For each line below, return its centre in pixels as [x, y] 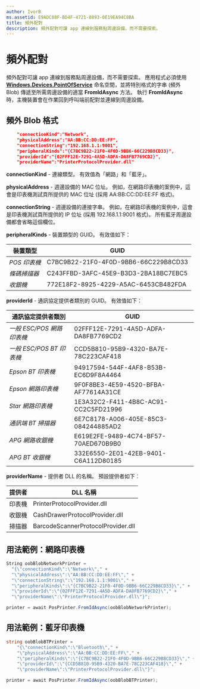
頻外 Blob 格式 [32, 120]
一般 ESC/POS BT [34, 348]
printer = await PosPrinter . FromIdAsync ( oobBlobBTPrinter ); [82, 681]
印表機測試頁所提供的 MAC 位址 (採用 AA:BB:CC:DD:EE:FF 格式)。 [97, 194]
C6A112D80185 [98, 461]
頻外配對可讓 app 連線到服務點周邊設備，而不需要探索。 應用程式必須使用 [96, 78]
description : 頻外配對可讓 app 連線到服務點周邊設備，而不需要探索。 [83, 28]
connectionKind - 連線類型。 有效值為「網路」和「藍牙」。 [78, 174]
